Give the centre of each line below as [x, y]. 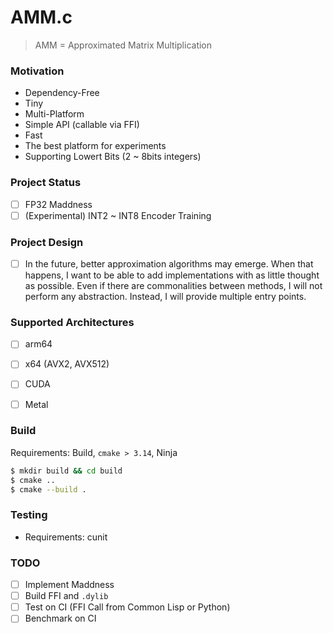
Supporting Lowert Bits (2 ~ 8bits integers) [113, 157]
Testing [29, 515]
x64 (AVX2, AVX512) [67, 364]
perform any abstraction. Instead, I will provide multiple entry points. [165, 297]
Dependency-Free [62, 93]
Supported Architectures [72, 322]
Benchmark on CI [60, 618]
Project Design [47, 242]
